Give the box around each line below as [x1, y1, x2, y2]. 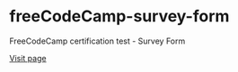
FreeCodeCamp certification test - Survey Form [9, 36, 186, 46]
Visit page [9, 52, 47, 63]
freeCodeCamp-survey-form [9, 6, 230, 27]
